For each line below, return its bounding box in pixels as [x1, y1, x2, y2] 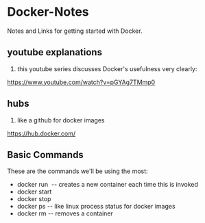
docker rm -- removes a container [16, 209, 113, 218]
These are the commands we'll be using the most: [7, 167, 149, 175]
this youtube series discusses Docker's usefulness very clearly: [16, 64, 197, 73]
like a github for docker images [16, 116, 105, 124]
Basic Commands [7, 148, 84, 161]
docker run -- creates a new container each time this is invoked [16, 181, 199, 189]
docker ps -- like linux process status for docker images [16, 202, 176, 211]
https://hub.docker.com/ [7, 129, 76, 137]
